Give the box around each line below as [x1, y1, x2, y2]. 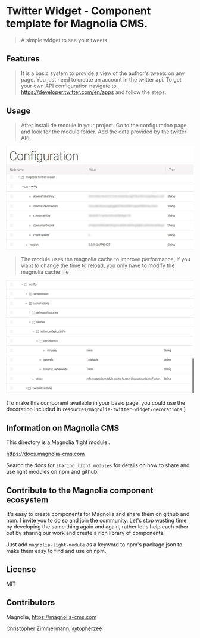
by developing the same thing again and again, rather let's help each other [6, 523, 189, 530]
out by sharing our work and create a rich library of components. [6, 529, 165, 536]
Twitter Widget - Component [6, 4, 151, 18]
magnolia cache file [20, 268, 70, 275]
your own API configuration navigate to [20, 82, 117, 89]
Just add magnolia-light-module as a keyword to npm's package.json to [6, 540, 183, 548]
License [6, 564, 36, 575]
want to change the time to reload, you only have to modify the [20, 262, 175, 269]
